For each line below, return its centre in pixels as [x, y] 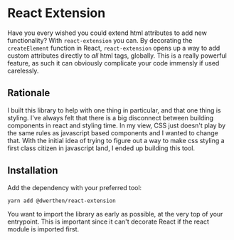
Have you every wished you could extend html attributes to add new [107, 33]
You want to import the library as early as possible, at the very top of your [115, 214]
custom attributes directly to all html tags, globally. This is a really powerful [117, 56]
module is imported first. [43, 229]
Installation [33, 171]
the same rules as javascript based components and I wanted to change [113, 132]
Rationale [29, 93]
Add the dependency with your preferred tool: [75, 187]
